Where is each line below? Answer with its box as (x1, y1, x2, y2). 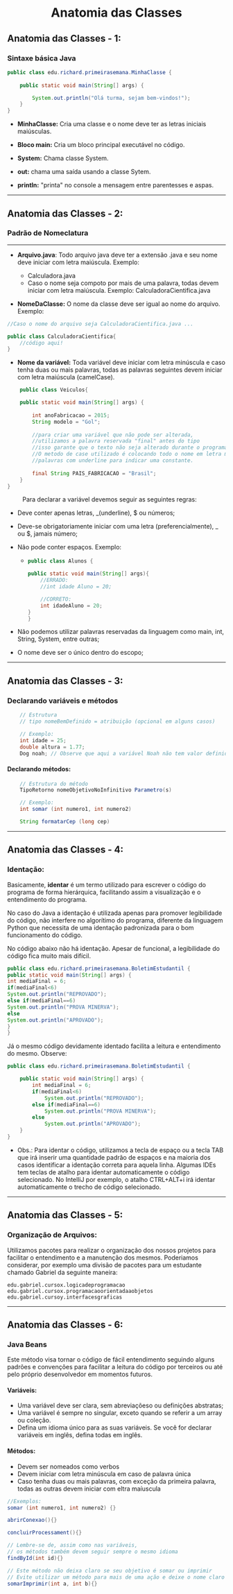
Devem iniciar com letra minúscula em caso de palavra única (17, 1469, 191, 1478)
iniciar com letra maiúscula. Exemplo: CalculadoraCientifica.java (27, 286, 211, 294)
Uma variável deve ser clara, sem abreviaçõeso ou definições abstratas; (17, 1401, 224, 1409)
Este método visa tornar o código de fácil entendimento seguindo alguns (7, 1355, 215, 1364)
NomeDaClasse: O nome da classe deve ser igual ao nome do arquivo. (17, 300, 221, 308)
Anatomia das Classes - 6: (7, 1319, 123, 1330)
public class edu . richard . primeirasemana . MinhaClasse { (7, 69, 172, 76)
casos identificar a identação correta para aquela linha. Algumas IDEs (17, 1160, 216, 1169)
